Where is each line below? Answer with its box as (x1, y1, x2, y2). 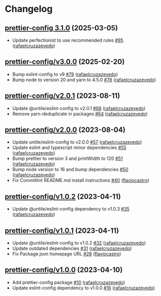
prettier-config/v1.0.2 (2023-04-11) (5, 192, 121, 201)
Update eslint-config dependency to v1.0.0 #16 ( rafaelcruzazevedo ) (12, 285, 155, 291)
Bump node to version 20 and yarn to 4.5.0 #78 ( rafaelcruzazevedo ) (12, 77, 156, 83)
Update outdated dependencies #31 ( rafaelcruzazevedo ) (12, 245, 132, 252)
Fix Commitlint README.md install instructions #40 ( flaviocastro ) (12, 177, 150, 183)
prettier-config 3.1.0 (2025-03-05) (5, 24, 118, 32)
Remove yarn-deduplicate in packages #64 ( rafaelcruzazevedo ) (12, 110, 148, 117)
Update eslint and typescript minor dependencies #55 (12, 144, 127, 151)
